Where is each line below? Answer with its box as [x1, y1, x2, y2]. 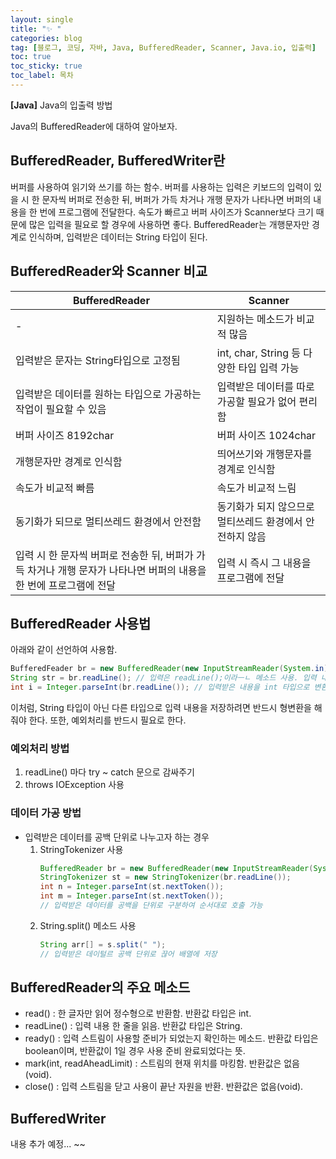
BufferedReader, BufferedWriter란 [10, 152, 226, 170]
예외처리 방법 [10, 741, 70, 755]
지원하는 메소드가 [216, 312, 294, 326]
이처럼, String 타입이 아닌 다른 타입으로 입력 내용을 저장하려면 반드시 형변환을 [10, 701, 312, 713]
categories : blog [10, 33, 83, 43]
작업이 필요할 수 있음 [15, 402, 107, 416]
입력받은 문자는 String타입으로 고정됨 [15, 353, 181, 367]
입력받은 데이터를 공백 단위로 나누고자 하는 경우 [24, 831, 210, 843]
